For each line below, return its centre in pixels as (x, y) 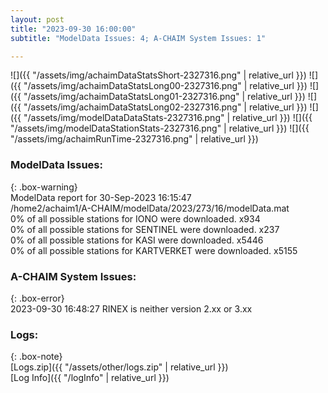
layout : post (37, 19)
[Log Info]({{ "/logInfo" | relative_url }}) (90, 378)
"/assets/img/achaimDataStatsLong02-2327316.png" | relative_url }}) (165, 107)
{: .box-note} (36, 357)
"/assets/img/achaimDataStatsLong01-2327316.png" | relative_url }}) (164, 97)
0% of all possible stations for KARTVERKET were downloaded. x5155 (154, 250)
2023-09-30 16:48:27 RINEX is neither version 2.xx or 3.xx (131, 308)
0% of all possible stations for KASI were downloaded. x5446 (137, 240)
